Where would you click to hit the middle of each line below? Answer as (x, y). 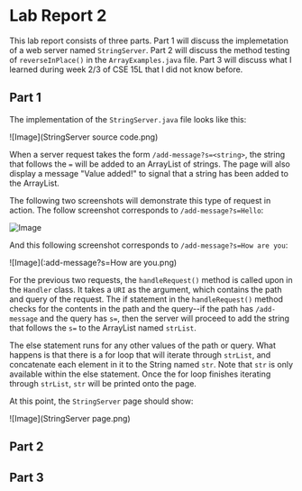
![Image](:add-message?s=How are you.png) (93, 262)
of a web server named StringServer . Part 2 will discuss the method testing (150, 50)
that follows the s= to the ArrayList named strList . (103, 327)
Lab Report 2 (58, 16)
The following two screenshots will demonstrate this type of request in (140, 200)
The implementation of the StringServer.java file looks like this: (128, 119)
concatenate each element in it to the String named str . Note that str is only (151, 364)
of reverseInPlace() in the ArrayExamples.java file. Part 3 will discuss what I (151, 59)
